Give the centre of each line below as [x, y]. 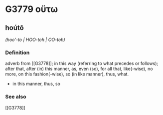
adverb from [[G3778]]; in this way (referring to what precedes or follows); [82, 63]
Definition [17, 52]
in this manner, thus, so [36, 84]
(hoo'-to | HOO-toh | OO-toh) [35, 39]
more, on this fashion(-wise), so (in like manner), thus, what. [67, 74]
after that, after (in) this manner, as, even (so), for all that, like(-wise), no [79, 69]
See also [16, 97]
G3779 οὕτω [32, 9]
